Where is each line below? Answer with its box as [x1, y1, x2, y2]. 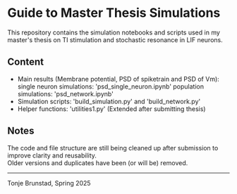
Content [7, 56, 44, 68]
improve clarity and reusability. [7, 151, 97, 160]
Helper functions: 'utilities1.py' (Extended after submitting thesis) [17, 104, 206, 113]
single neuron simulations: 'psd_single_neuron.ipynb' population [17, 82, 205, 91]
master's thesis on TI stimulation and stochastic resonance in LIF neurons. [7, 35, 224, 44]
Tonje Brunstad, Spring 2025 [7, 179, 91, 187]
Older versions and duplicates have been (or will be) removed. [7, 158, 188, 167]
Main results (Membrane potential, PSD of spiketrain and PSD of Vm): [17, 75, 220, 83]
